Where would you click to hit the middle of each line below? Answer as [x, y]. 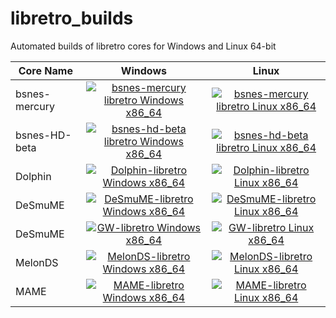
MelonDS [37, 262]
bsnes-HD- [43, 135]
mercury [35, 106]
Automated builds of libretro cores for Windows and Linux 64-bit [143, 46]
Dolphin [33, 176]
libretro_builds [72, 18]
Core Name [45, 70]
